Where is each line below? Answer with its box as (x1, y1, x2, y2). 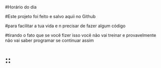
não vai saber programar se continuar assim (5, 37, 94, 43)
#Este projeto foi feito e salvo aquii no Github (5, 14, 96, 19)
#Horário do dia (5, 4, 37, 10)
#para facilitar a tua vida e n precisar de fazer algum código (5, 23, 126, 29)
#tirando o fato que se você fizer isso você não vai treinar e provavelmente (5, 33, 157, 38)
